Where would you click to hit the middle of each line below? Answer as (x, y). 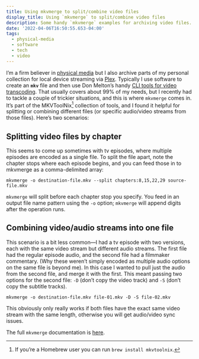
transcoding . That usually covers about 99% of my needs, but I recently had (99, 91)
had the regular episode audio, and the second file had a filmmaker (88, 255)
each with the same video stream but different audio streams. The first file (97, 248)
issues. (15, 320)
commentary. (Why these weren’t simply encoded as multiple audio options (98, 261)
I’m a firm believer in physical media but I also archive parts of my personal (97, 72)
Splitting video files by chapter (64, 136)
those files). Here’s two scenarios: (48, 118)
